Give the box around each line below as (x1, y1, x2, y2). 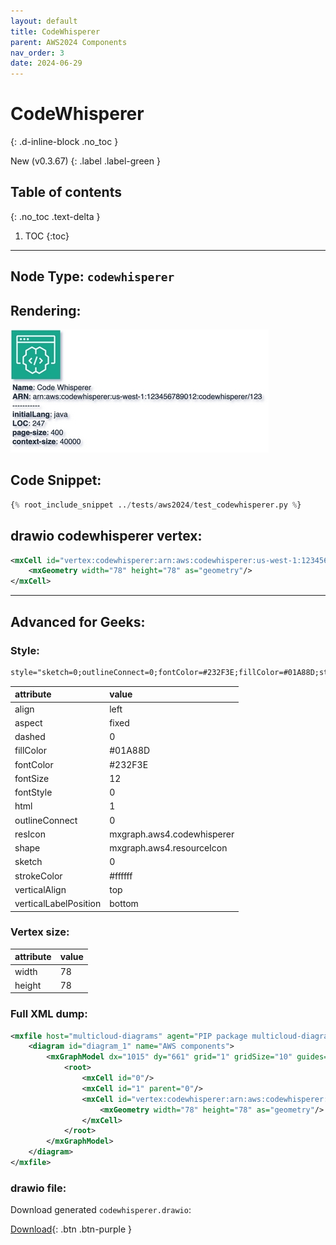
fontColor (14, 758, 54, 770)
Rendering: (10, 302, 82, 319)
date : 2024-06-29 (10, 58, 83, 69)
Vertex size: (10, 925, 70, 939)
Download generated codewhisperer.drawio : (10, 1204, 192, 1216)
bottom (109, 898, 139, 910)
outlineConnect (14, 814, 78, 826)
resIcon (14, 828, 47, 840)
